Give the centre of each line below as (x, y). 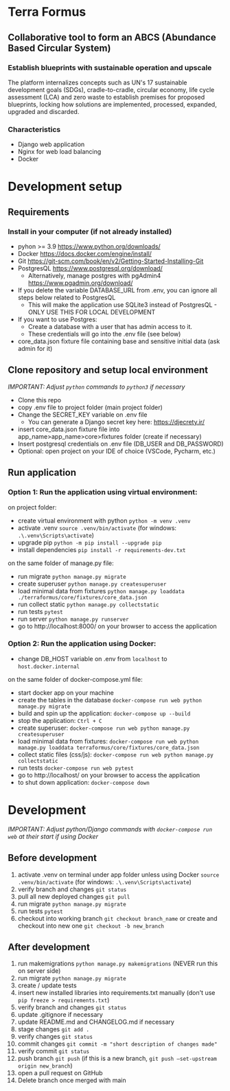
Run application (42, 473)
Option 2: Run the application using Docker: (82, 644)
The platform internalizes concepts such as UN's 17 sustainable (97, 82)
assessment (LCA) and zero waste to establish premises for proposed (106, 97)
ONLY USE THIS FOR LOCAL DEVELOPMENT (92, 312)
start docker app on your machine (66, 692)
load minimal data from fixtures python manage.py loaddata (101, 590)
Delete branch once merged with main (72, 1080)
